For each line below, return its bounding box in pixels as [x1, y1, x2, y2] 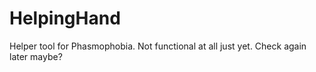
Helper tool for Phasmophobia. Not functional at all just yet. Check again [9, 40, 307, 52]
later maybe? [9, 50, 63, 62]
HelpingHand [9, 7, 121, 30]
